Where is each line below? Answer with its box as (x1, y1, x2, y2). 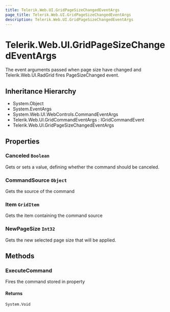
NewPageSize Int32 (5, 225, 55, 232)
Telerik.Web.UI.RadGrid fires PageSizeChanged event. (5, 72, 119, 78)
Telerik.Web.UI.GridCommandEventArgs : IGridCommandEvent (12, 117, 144, 123)
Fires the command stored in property (5, 279, 85, 285)
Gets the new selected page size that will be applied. (5, 237, 116, 243)
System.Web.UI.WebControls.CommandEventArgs (12, 111, 118, 117)
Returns (5, 290, 23, 296)
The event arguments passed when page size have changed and (5, 67, 141, 73)
